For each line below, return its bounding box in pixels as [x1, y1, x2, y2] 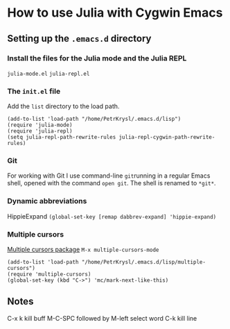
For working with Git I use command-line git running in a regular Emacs [7, 171, 211, 180]
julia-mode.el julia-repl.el [7, 70, 90, 77]
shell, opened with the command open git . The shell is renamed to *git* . [7, 179, 216, 187]
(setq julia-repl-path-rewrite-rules [7, 134, 116, 141]
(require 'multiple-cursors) [7, 271, 91, 278]
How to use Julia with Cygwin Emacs [7, 5, 223, 21]
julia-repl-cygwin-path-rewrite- [118, 134, 215, 141]
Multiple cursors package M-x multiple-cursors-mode [7, 245, 159, 254]
